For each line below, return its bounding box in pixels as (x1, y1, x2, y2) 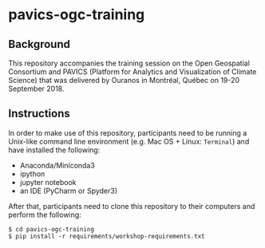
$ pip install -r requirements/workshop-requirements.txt (8, 232, 205, 240)
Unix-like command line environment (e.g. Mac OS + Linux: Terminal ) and (8, 136, 250, 146)
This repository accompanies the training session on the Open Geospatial (8, 58, 250, 68)
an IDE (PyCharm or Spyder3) (19, 186, 118, 195)
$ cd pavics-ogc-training (8, 225, 94, 233)
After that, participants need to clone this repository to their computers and (8, 201, 255, 211)
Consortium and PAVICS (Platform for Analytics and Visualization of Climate (8, 67, 257, 77)
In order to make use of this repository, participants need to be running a (8, 128, 247, 137)
